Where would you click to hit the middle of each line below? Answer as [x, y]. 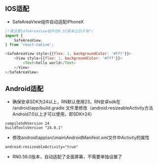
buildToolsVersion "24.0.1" [34, 127]
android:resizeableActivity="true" [42, 147]
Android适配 [24, 89]
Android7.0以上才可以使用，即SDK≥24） [53, 114]
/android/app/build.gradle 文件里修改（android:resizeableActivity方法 [83, 108]
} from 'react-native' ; [30, 45]
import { [14, 36]
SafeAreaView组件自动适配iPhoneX [48, 22]
